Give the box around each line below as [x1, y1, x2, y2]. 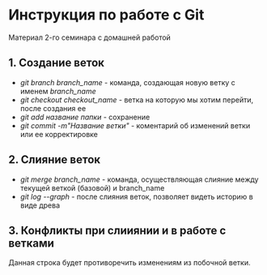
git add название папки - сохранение [19, 112, 150, 122]
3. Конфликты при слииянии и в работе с [8, 223, 227, 237]
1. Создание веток [8, 56, 105, 70]
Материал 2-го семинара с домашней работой [8, 32, 172, 42]
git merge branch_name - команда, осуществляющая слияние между [19, 174, 259, 184]
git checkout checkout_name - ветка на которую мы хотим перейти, [19, 95, 254, 105]
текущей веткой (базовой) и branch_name [19, 183, 165, 192]
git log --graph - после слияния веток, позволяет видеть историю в [19, 191, 253, 201]
